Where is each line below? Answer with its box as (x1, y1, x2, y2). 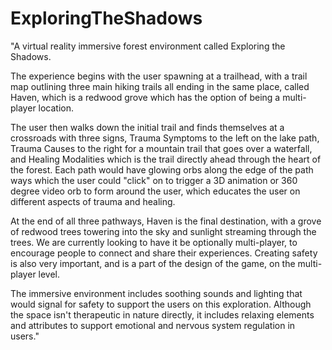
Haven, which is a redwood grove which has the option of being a (10, 91, 281, 103)
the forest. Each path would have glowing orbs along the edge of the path (10, 163, 314, 176)
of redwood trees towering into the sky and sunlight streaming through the (10, 225, 317, 237)
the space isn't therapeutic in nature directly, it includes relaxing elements (10, 308, 315, 321)
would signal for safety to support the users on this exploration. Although (10, 298, 312, 310)
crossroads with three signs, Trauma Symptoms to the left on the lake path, (10, 132, 320, 144)
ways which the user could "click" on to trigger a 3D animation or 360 (10, 174, 298, 186)
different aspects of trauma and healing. (10, 195, 176, 207)
